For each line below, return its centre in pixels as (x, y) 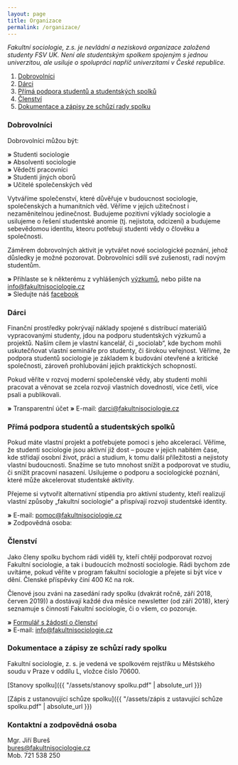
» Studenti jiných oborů (42, 177)
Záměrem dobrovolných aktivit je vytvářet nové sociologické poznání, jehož (118, 250)
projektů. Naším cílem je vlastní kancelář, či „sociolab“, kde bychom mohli (114, 343)
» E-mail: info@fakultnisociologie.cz (60, 630)
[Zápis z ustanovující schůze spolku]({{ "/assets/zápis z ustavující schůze (115, 699)
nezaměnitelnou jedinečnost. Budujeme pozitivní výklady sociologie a (109, 213)
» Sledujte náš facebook (43, 294)
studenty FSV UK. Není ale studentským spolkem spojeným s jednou (108, 55)
